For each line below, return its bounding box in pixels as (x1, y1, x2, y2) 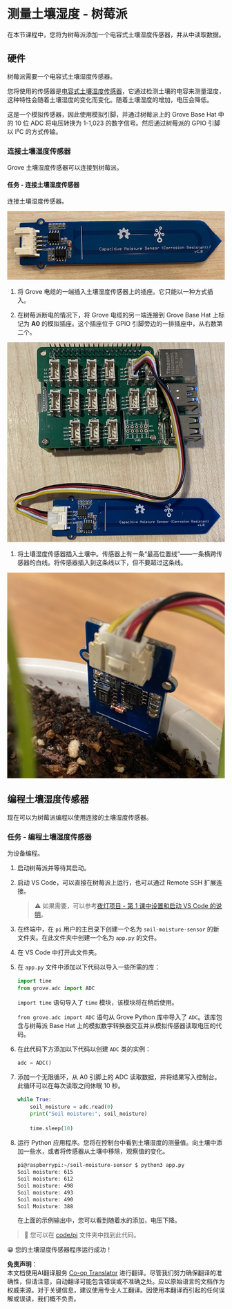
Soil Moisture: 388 (17, 1203, 74, 1210)
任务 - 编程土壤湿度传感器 (7, 832, 92, 842)
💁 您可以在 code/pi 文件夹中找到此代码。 (23, 1231, 140, 1239)
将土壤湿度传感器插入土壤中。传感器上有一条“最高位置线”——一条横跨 (17, 549, 217, 558)
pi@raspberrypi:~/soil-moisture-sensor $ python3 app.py (17, 1162, 185, 1169)
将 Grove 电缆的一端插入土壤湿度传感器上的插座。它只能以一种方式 (17, 288, 208, 295)
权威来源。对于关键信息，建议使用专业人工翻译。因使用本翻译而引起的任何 (7, 1286, 219, 1295)
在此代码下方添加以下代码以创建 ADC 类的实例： (17, 1045, 152, 1053)
